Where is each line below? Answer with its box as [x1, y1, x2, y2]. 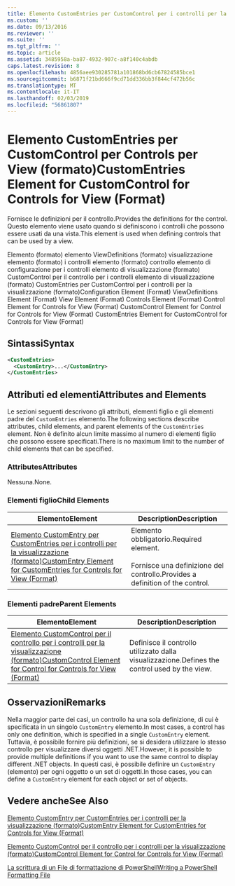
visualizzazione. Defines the [129, 655, 220, 664]
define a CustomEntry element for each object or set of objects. [7, 775, 188, 783]
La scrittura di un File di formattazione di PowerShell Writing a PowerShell [7, 863, 218, 871]
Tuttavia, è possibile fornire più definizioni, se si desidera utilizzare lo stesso [7, 737, 227, 746]
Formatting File [7, 871, 51, 879]
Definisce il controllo [129, 637, 197, 647]
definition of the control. [130, 578, 210, 587]
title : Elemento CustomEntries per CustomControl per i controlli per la [7, 10, 227, 18]
